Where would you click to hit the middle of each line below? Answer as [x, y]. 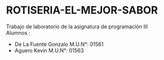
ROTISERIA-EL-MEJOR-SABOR [82, 10]
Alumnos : [18, 32]
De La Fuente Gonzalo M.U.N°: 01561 [59, 44]
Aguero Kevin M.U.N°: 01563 [49, 50]
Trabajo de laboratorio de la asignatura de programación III [77, 26]
